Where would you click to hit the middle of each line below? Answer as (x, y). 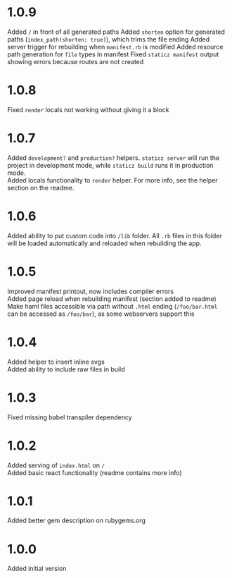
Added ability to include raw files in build (66, 369)
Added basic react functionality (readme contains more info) (95, 472)
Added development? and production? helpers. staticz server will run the (114, 158)
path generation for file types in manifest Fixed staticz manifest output (113, 54)
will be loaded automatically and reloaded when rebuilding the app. (104, 243)
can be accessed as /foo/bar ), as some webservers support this (101, 314)
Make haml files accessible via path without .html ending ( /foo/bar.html (112, 306)
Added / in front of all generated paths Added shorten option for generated (116, 32)
